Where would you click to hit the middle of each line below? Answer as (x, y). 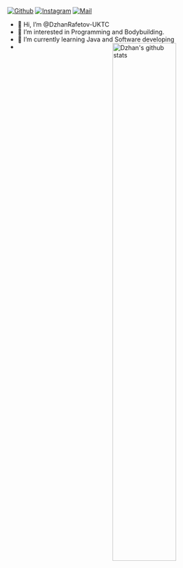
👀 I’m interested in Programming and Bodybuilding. (91, 32)
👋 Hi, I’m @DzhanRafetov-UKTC (63, 24)
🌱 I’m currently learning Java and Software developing (96, 39)
